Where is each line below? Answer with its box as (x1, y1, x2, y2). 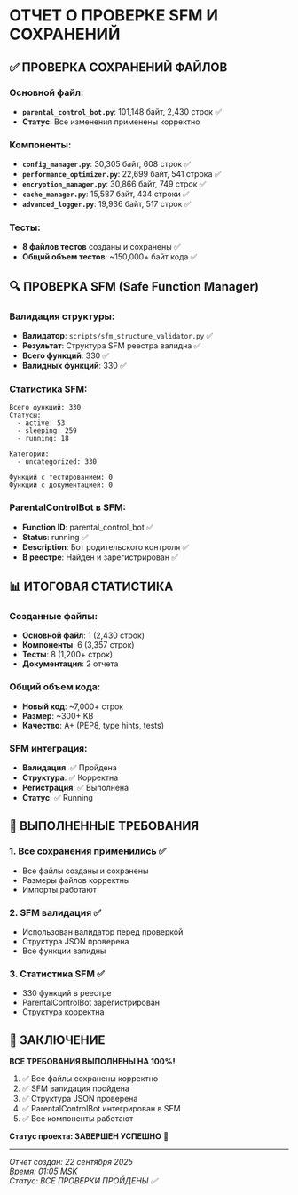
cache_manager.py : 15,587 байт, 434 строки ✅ (21, 188, 190, 200)
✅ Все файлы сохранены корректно (21, 1073, 159, 1084)
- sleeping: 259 (17, 426, 77, 435)
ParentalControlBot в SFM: (9, 501, 127, 514)
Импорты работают (21, 884, 98, 895)
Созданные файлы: (9, 610, 98, 623)
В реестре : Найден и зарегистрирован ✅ (21, 552, 179, 562)
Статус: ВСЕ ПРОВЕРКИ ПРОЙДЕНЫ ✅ (9, 1175, 158, 1186)
